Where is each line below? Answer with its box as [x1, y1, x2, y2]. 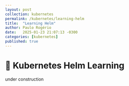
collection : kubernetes [5, 12, 54, 17]
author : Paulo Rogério [5, 25, 52, 30]
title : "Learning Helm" [5, 21, 56, 26]
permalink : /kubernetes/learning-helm [5, 16, 84, 21]
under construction [5, 76, 44, 82]
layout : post [5, 7, 32, 12]
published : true [5, 39, 38, 44]
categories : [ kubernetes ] [5, 35, 58, 40]
